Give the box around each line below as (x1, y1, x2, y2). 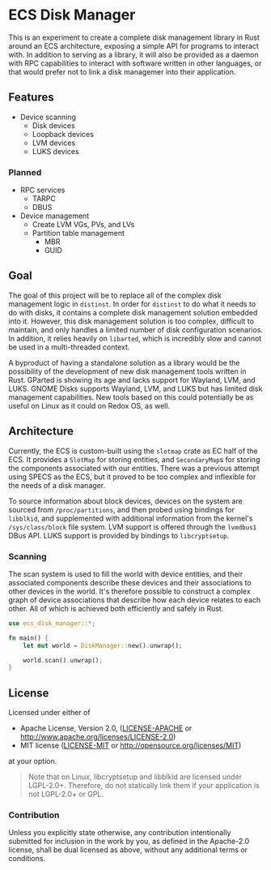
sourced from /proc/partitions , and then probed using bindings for (8, 504, 235, 514)
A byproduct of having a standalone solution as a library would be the (8, 358, 240, 367)
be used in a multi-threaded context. (8, 342, 130, 352)
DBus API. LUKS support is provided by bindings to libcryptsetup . (8, 530, 230, 540)
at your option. (8, 756, 57, 766)
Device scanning (19, 112, 77, 122)
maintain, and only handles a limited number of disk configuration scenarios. (8, 324, 264, 334)
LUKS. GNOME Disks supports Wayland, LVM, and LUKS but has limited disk (8, 384, 263, 393)
